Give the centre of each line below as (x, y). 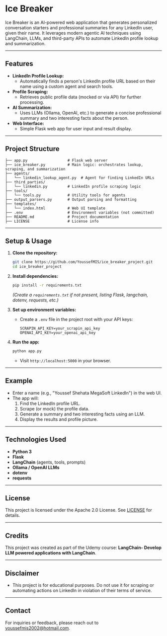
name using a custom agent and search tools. (66, 86)
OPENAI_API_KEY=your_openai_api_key (58, 333)
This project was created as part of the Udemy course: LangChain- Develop (83, 548)
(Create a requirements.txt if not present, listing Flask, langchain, (80, 295)
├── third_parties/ (25, 182)
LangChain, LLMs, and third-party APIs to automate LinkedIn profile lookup (82, 38)
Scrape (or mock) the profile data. (54, 408)
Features (19, 64)
